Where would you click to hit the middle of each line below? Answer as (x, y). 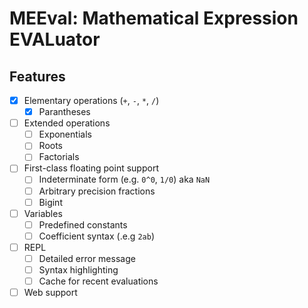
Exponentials (65, 134)
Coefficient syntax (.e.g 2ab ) (96, 236)
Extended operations (67, 123)
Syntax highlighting (78, 269)
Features (37, 76)
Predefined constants (83, 224)
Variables (43, 213)
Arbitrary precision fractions (97, 191)
